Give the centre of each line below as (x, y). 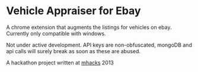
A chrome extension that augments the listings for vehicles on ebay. (89, 27)
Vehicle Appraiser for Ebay (74, 11)
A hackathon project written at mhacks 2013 (60, 63)
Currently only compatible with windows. (56, 33)
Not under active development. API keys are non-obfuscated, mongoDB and (99, 45)
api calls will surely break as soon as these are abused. (74, 51)
